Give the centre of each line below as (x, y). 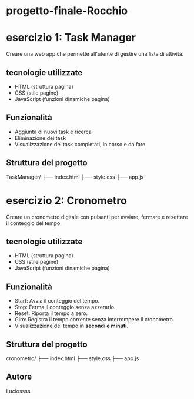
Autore (19, 377)
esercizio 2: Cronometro (67, 200)
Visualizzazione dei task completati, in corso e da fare (80, 144)
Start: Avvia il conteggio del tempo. (57, 301)
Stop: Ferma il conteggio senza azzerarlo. (65, 307)
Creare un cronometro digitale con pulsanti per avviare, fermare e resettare (97, 217)
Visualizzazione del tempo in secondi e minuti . (71, 326)
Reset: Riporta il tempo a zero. (51, 313)
